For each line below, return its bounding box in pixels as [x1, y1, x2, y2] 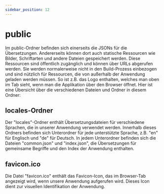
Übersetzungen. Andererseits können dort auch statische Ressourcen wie [5, 50, 156, 56]
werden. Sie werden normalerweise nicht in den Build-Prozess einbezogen [5, 66, 157, 72]
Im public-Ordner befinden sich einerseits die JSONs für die [5, 45, 127, 51]
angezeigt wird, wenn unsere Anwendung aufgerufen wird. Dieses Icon [5, 178, 150, 184]
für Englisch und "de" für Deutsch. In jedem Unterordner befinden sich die [5, 135, 157, 141]
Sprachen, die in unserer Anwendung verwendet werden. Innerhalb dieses [5, 124, 157, 131]
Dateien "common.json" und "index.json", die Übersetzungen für [5, 140, 137, 146]
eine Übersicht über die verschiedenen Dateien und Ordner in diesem [5, 87, 147, 93]
